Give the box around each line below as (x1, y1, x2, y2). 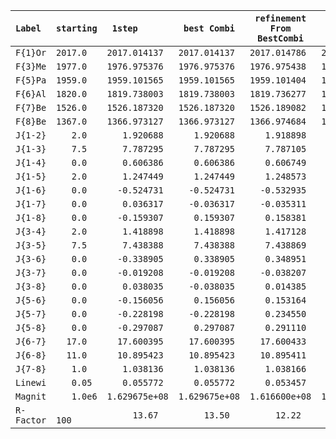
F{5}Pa (15, 75, 47, 86)
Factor (15, 415, 47, 426)
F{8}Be (15, 116, 47, 127)
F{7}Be (15, 102, 47, 113)
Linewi (15, 377, 47, 388)
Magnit (15, 391, 47, 402)
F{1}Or (15, 47, 47, 58)
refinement (254, 13, 307, 24)
